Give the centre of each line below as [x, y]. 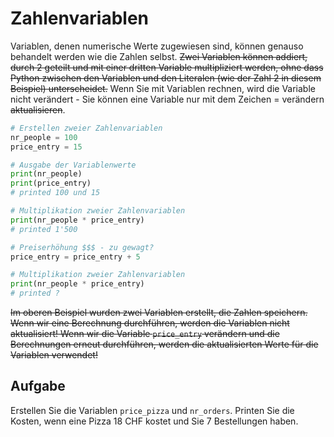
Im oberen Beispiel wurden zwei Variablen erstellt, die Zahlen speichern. [159, 313]
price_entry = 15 [46, 147]
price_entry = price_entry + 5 [75, 257]
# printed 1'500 [44, 229]
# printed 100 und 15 [55, 193]
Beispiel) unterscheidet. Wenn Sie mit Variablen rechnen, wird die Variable [163, 88]
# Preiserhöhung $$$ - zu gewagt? [82, 247]
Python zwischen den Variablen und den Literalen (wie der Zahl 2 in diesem [166, 78]
